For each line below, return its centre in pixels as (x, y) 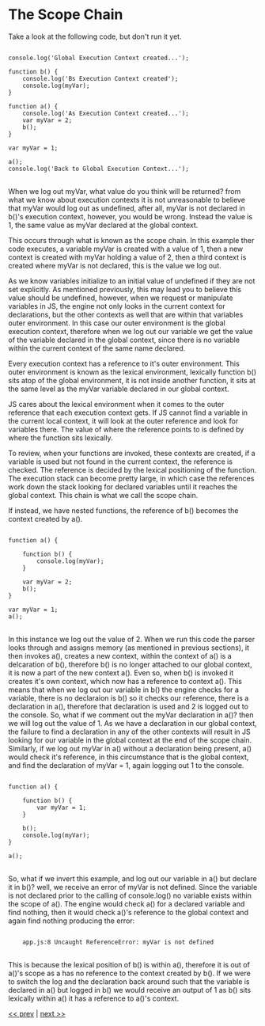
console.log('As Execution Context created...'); (106, 113)
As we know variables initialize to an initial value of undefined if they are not (132, 281)
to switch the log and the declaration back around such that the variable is (129, 981)
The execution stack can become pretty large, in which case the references (131, 478)
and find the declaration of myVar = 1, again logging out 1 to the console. (126, 765)
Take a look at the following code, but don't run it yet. (95, 36)
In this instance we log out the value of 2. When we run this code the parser (132, 639)
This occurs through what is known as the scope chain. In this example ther (131, 240)
